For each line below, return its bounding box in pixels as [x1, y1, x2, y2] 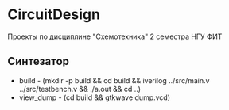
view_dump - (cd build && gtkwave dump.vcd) [18, 93, 171, 102]
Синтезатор [7, 55, 69, 68]
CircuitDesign [7, 6, 101, 24]
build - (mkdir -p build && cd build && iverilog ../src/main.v [18, 75, 210, 85]
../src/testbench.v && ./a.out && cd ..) [18, 84, 141, 93]
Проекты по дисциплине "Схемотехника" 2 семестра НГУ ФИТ [7, 32, 223, 41]
